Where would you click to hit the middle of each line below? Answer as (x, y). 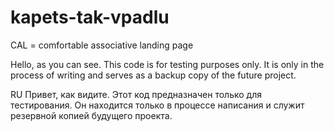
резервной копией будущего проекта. (91, 115)
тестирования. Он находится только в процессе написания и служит (157, 105)
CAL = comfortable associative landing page (102, 45)
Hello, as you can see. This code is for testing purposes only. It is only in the (167, 64)
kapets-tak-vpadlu (90, 17)
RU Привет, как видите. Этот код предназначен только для (136, 94)
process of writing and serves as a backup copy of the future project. (153, 75)
